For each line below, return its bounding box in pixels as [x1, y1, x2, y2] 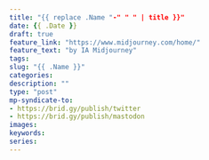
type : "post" [9, 87, 58, 96]
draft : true [9, 29, 53, 38]
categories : [9, 71, 53, 80]
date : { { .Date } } [9, 21, 77, 30]
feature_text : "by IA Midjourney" [9, 46, 138, 55]
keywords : [9, 129, 46, 138]
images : [9, 121, 38, 130]
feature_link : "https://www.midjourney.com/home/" [9, 37, 201, 47]
